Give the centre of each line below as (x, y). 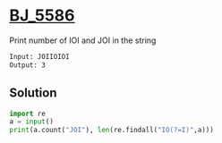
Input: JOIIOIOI (39, 56)
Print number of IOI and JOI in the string (83, 40)
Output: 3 (28, 65)
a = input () (31, 122)
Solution (33, 93)
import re (28, 114)
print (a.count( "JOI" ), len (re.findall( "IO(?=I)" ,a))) (112, 130)
